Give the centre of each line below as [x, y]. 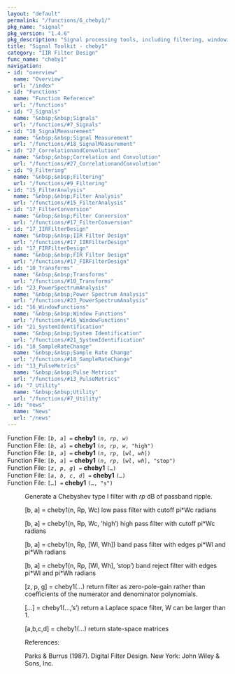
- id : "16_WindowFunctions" [48, 307]
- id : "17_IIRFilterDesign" [48, 229]
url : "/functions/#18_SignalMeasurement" [75, 144]
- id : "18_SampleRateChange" [50, 346]
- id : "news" [26, 405]
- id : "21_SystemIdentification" [56, 327]
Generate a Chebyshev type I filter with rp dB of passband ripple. [119, 496]
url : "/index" [34, 86]
